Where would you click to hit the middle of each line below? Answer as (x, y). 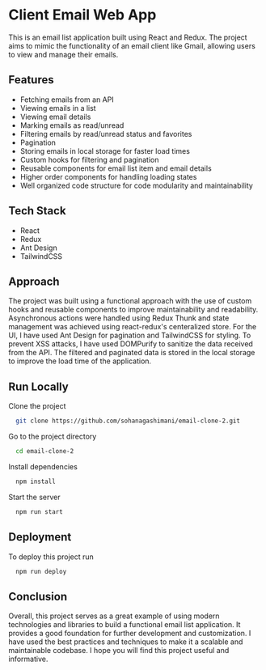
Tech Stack (37, 211)
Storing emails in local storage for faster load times (105, 151)
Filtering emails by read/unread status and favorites (106, 134)
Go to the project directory (53, 437)
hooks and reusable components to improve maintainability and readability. (133, 310)
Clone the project (37, 406)
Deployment (40, 537)
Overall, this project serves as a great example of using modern (114, 616)
